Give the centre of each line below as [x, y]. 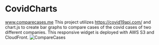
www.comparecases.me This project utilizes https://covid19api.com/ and [78, 22]
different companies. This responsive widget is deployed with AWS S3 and [80, 32]
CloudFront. [17, 37]
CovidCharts [31, 9]
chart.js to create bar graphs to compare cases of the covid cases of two [78, 27]
